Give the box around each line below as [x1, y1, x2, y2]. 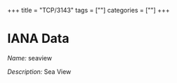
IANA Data [7, 31, 70, 46]
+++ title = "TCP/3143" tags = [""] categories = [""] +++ [7, 6, 170, 14]
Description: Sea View [7, 67, 72, 76]
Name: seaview [7, 53, 53, 62]
